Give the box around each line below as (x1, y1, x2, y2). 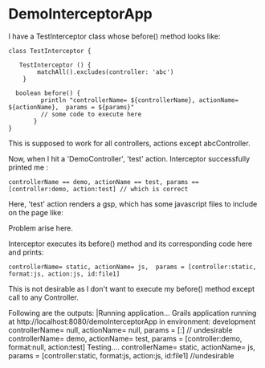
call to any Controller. (8, 292, 79, 302)
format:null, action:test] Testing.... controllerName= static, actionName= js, (8, 342, 255, 352)
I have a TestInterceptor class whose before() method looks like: (8, 31, 221, 41)
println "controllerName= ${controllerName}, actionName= (40, 96, 239, 104)
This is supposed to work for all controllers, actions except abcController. (8, 138, 251, 148)
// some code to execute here (40, 110, 142, 118)
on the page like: (8, 207, 64, 217)
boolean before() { (15, 89, 81, 97)
